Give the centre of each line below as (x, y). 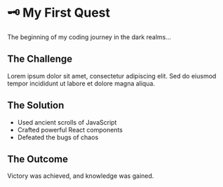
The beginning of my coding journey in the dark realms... (89, 37)
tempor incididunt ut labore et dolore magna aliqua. (81, 83)
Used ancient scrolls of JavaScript (67, 122)
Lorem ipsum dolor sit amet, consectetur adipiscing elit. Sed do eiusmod (112, 76)
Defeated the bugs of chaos (58, 137)
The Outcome (38, 159)
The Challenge (40, 59)
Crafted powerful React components (70, 130)
